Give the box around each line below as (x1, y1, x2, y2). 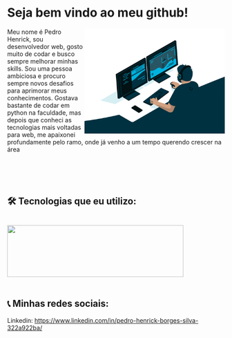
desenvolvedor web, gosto (7, 42, 83, 50)
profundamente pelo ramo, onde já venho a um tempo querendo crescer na (7, 138, 222, 146)
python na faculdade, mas (7, 109, 81, 117)
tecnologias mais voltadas (7, 123, 81, 131)
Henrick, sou (7, 35, 43, 43)
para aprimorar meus (7, 86, 67, 95)
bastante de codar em (7, 101, 70, 109)
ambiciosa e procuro (7, 71, 66, 80)
